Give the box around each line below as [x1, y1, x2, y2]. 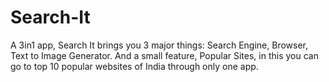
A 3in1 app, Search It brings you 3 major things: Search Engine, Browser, [10, 39, 309, 51]
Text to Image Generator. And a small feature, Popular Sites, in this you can [10, 49, 319, 61]
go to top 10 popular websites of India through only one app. [10, 60, 259, 72]
